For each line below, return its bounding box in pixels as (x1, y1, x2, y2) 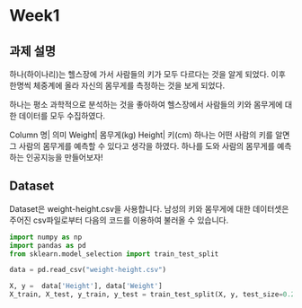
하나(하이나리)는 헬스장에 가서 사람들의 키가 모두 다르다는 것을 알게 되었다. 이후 (9, 69, 286, 79)
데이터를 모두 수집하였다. (18, 110, 106, 121)
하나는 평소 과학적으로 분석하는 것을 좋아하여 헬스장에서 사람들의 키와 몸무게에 (9, 100, 283, 110)
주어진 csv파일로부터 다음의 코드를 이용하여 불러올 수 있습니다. (9, 215, 229, 225)
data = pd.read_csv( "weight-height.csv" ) (9, 266, 167, 275)
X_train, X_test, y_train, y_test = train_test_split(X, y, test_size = (9, 290, 283, 299)
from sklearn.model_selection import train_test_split (9, 249, 219, 259)
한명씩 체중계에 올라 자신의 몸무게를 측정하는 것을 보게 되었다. (9, 80, 226, 91)
